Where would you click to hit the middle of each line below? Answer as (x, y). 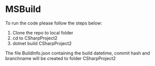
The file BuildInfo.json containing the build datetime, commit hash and (77, 53)
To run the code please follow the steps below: (54, 23)
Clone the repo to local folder (43, 32)
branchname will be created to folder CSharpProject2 (61, 58)
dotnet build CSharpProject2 (42, 43)
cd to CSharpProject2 (35, 38)
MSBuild (23, 9)
